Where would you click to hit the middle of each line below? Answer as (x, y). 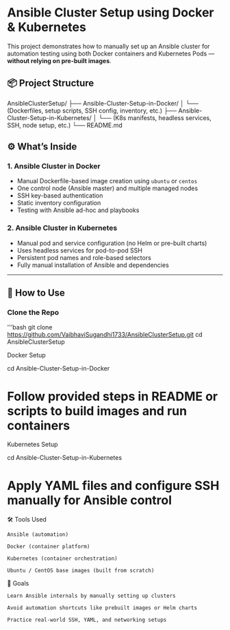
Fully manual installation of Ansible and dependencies (93, 265)
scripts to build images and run (97, 411)
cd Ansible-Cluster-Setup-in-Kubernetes (64, 458)
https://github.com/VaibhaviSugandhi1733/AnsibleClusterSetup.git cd (105, 335)
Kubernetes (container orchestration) (62, 559)
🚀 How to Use (36, 293)
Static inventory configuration (59, 203)
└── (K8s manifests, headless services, (155, 117)
